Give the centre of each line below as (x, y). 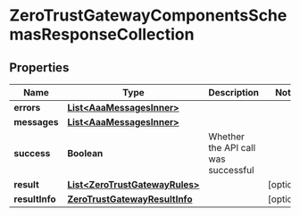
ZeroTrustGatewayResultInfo (129, 199)
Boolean (85, 153)
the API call (232, 148)
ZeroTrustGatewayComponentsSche (148, 16)
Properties (39, 67)
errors (27, 108)
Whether (227, 137)
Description (234, 92)
